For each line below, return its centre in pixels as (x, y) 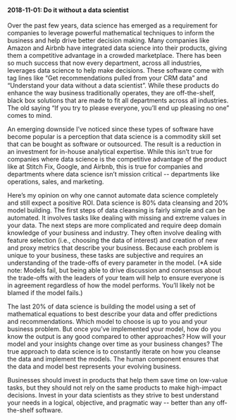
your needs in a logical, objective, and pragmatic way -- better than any (111, 403)
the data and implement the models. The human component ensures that (113, 359)
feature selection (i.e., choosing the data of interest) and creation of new (113, 241)
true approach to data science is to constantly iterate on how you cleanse (114, 352)
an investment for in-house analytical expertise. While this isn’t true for (110, 152)
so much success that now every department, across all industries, (105, 63)
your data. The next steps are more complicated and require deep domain (114, 225)
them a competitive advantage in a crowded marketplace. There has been (114, 56)
